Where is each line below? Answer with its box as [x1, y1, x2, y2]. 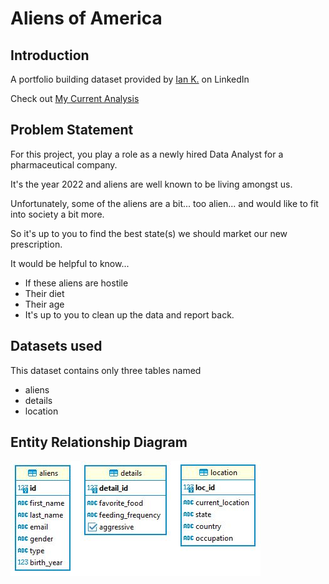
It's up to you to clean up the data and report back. [24, 308, 235, 321]
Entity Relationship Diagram [10, 434, 188, 451]
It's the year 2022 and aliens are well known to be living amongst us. [10, 178, 293, 190]
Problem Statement [10, 122, 134, 139]
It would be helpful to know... [10, 257, 130, 269]
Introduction [10, 47, 90, 64]
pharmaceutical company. [10, 158, 118, 171]
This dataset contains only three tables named [10, 364, 202, 376]
